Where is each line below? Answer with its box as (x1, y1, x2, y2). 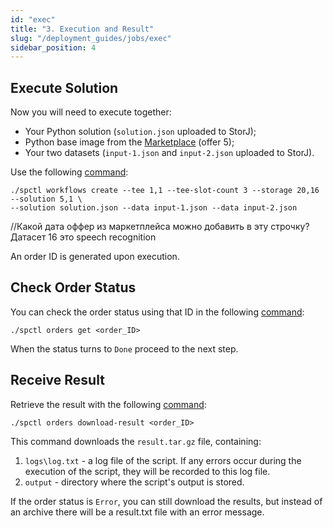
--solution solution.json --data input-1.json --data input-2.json (10, 203, 298, 213)
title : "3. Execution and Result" (10, 24, 155, 34)
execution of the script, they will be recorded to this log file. (24, 465, 271, 477)
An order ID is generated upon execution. (10, 251, 180, 263)
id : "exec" (10, 14, 56, 25)
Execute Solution (10, 79, 119, 96)
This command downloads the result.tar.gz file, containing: (10, 435, 262, 447)
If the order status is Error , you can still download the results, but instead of (10, 495, 323, 507)
